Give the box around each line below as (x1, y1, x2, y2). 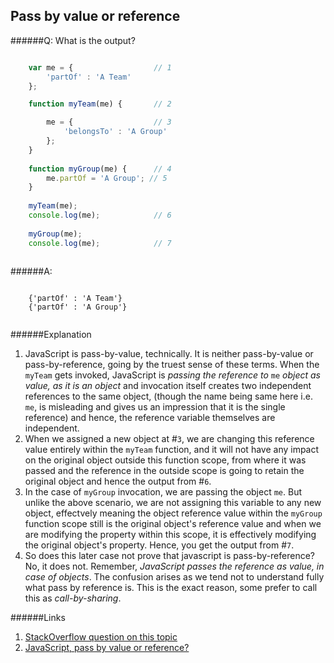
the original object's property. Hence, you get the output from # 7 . (24, 539, 295, 551)
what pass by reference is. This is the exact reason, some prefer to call (24, 582, 318, 594)
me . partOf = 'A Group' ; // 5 (46, 173, 168, 183)
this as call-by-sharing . (24, 592, 122, 604)
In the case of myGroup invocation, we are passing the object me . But (24, 486, 303, 498)
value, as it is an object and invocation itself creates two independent (24, 380, 312, 392)
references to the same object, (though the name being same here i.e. (24, 390, 313, 403)
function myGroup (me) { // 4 (28, 164, 172, 174)
